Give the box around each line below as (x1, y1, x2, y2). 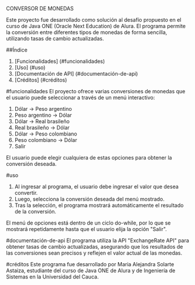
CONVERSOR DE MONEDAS (6, 5, 74, 12)
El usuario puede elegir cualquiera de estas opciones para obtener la (6, 154, 172, 161)
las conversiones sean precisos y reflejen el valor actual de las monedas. (6, 249, 183, 256)
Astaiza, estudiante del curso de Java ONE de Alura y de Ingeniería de (6, 267, 176, 274)
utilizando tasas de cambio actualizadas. (6, 35, 104, 42)
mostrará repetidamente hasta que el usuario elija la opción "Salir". (6, 226, 167, 232)
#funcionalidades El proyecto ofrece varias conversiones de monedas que (6, 88, 186, 94)
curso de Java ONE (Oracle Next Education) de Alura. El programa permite (6, 23, 186, 29)
